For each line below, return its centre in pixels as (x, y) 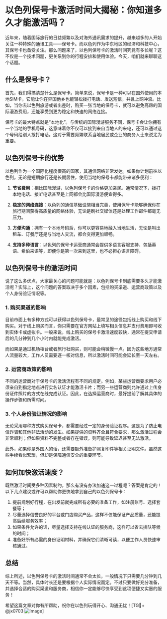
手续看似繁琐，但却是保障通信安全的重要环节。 (57, 455)
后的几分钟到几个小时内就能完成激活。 (44, 338)
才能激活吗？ (40, 23)
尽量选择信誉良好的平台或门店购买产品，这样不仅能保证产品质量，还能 (84, 515)
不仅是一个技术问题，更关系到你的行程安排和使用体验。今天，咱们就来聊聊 (81, 56)
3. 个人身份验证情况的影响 (36, 414)
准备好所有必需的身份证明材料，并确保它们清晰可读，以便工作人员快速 (84, 540)
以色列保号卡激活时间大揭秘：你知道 (79, 10)
